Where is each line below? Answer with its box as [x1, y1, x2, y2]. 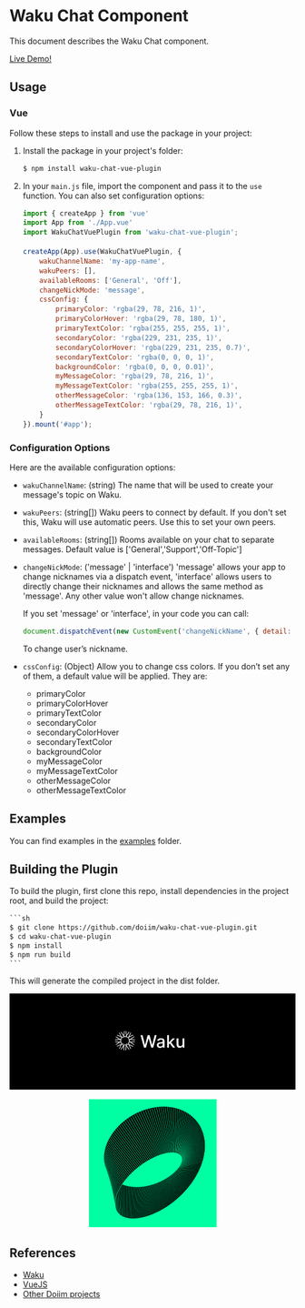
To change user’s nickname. [22, 643, 129, 654]
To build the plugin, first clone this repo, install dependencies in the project [9, 886, 290, 897]
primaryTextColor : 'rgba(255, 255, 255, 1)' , [55, 324, 231, 333]
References [9, 1245, 76, 1261]
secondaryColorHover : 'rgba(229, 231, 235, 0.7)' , [55, 343, 251, 352]
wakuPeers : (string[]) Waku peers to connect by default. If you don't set [22, 507, 288, 518]
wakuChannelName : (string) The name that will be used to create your [22, 479, 274, 490]
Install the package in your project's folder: [22, 145, 183, 156]
